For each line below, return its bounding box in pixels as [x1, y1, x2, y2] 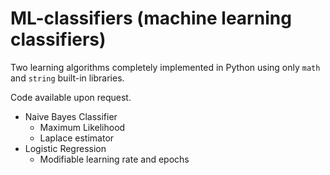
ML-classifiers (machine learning [10, 7, 292, 30]
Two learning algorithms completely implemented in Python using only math [10, 61, 321, 73]
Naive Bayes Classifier [24, 110, 118, 122]
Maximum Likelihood [39, 121, 126, 133]
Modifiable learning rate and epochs [39, 153, 190, 165]
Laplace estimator [39, 132, 115, 144]
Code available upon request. [10, 91, 132, 103]
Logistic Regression [24, 142, 107, 154]
